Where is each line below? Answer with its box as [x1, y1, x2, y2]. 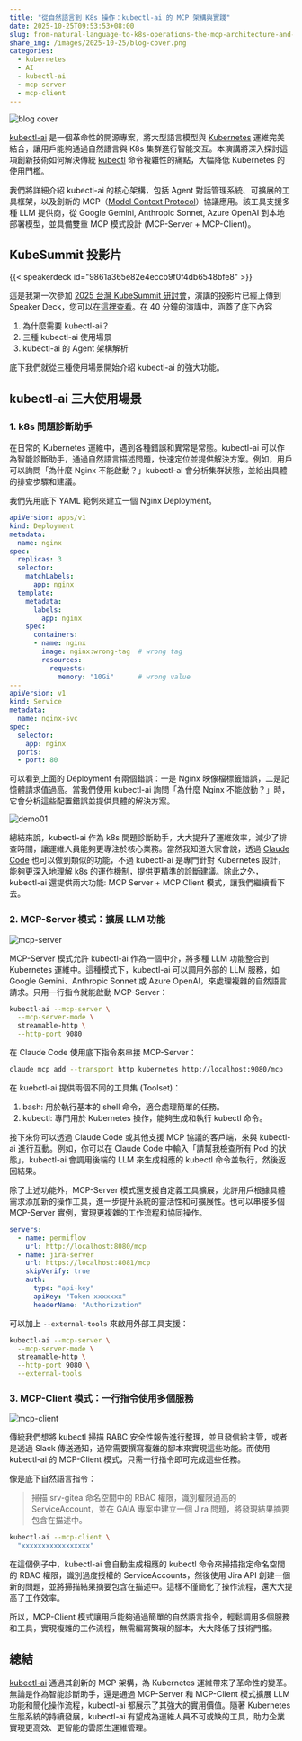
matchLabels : [25, 572, 75, 581]
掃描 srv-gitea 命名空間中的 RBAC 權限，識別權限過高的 [31, 1493, 237, 1503]
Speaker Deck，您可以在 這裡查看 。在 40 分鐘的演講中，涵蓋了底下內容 [9, 301, 273, 312]
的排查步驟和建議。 [9, 476, 81, 487]
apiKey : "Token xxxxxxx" [32, 1292, 127, 1301]
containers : [32, 631, 78, 640]
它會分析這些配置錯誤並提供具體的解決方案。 [9, 795, 175, 806]
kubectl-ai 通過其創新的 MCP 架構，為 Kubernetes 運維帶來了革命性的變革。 [9, 1677, 292, 1688]
